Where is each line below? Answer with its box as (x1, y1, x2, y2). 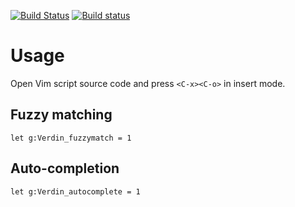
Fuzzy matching (10, 106, 113, 124)
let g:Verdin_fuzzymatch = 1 (10, 133, 132, 143)
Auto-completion (10, 160, 120, 177)
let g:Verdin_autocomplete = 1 (10, 186, 141, 197)
